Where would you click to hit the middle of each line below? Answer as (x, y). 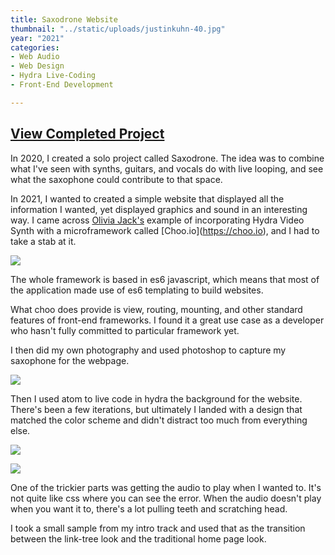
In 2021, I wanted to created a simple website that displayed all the (147, 198)
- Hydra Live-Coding (53, 76)
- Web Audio (35, 57)
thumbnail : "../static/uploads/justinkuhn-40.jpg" (118, 29)
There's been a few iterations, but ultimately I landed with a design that (156, 409)
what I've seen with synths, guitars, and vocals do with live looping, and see (167, 168)
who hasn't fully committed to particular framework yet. (125, 330)
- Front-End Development (62, 85)
